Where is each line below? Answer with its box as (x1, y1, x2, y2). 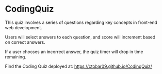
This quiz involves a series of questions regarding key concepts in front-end (5, 19, 158, 25)
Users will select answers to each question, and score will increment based (5, 34, 156, 40)
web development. (5, 24, 42, 30)
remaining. (5, 54, 27, 59)
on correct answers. (5, 39, 45, 45)
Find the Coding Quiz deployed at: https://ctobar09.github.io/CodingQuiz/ (5, 63, 152, 69)
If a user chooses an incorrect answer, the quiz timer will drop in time (5, 49, 143, 55)
